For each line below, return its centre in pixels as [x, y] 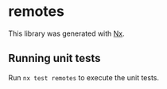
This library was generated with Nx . [66, 33]
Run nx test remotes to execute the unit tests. [84, 77]
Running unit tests [54, 58]
